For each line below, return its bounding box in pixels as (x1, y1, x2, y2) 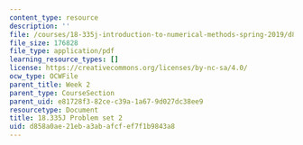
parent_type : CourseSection (9, 88, 115, 97)
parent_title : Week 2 (9, 80, 91, 89)
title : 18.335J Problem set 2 (9, 113, 124, 122)
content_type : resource (9, 13, 99, 23)
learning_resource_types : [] (9, 55, 119, 64)
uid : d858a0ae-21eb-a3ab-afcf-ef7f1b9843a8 (9, 122, 176, 131)
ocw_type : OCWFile (9, 72, 78, 81)
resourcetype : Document (9, 105, 99, 114)
